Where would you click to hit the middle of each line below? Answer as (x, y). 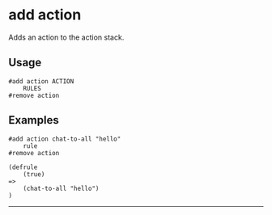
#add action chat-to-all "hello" (65, 139)
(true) (34, 174)
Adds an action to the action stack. (66, 37)
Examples (34, 120)
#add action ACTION (41, 81)
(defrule (23, 167)
